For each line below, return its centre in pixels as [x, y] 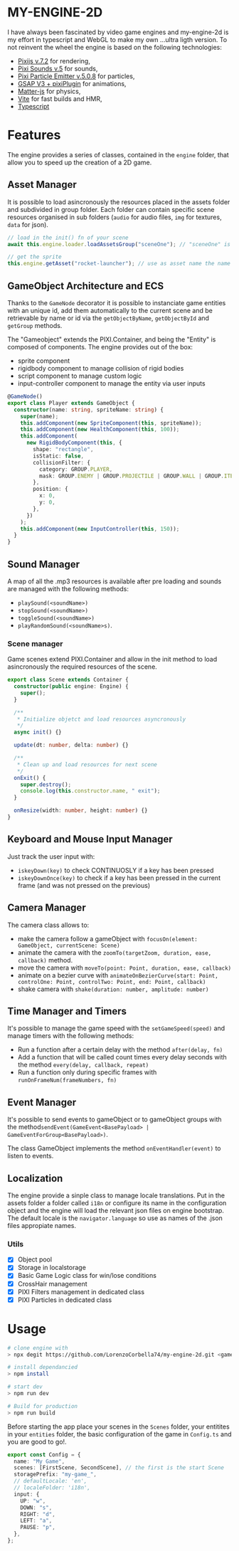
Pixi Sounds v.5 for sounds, [58, 68]
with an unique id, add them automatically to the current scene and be [110, 311]
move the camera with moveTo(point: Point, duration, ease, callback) [124, 968]
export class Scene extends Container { [68, 680]
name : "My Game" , [39, 1461]
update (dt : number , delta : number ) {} [71, 745]
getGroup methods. [35, 325]
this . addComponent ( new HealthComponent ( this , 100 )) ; [100, 430]
